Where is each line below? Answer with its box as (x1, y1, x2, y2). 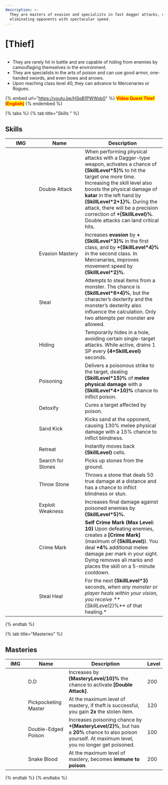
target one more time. (84, 173, 136, 180)
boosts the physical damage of (84, 186, 157, 193)
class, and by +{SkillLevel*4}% (84, 244, 159, 251)
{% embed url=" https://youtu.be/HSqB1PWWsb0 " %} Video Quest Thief (5, 96, 155, 102)
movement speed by (84, 263, 133, 270)
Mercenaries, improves (84, 256, 139, 263)
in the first (124, 238, 149, 245)
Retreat (39, 446, 56, 453)
